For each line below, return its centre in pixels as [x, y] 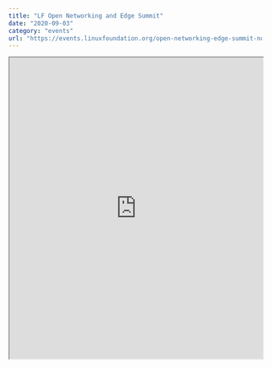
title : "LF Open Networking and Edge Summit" [86, 16]
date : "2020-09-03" [41, 23]
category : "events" [41, 31]
